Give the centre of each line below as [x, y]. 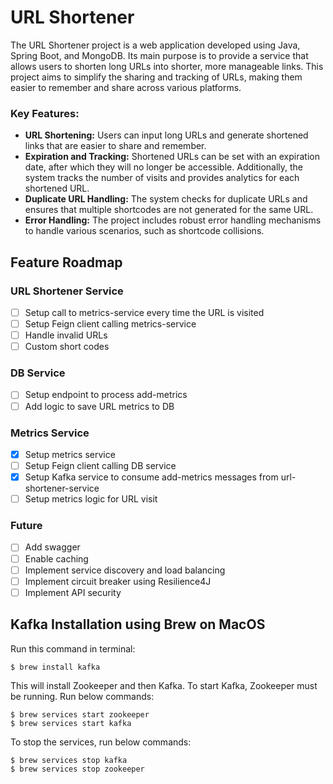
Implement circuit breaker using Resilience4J [118, 581]
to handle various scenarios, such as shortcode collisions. [144, 231]
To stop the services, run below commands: [101, 742]
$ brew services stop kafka [69, 760]
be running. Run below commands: [82, 696]
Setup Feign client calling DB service [100, 465]
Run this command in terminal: [73, 648]
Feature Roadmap [66, 262]
